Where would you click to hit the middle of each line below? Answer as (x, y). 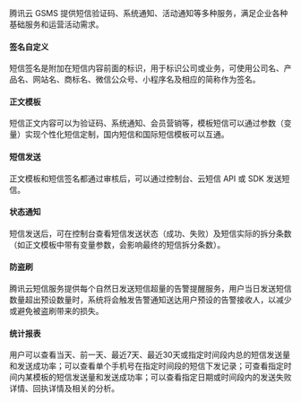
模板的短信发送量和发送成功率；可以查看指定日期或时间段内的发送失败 (162, 377)
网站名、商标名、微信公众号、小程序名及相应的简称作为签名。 (146, 80)
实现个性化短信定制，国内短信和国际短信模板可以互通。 (127, 135)
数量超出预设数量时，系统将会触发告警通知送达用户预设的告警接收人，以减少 (150, 300)
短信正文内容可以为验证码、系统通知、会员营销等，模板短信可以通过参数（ (146, 123)
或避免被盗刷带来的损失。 (56, 311)
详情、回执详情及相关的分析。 (64, 389)
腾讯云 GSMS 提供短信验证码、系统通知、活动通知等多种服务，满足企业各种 (149, 13)
